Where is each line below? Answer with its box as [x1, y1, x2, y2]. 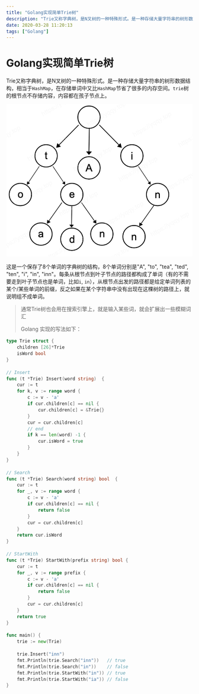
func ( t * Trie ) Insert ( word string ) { [6, 376, 105, 382]
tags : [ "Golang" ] [6, 28, 49, 34]
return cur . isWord [17, 532, 62, 538]
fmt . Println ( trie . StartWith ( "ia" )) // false [17, 676, 129, 682]
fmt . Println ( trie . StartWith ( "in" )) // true [17, 670, 126, 676]
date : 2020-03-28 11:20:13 [6, 22, 73, 28]
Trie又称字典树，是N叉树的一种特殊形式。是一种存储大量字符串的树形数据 [6, 77, 185, 84]
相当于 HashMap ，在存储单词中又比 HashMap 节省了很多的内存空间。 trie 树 [16, 85, 189, 92]
